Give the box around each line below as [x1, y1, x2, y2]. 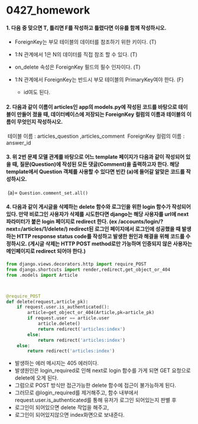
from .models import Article [6, 272, 78, 278]
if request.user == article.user [27, 315, 110, 321]
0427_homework [6, 4, 90, 17]
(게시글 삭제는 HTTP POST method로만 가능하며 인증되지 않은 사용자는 [28, 240, 193, 247]
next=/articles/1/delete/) [6, 225, 68, 232]
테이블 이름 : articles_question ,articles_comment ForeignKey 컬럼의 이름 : [7, 132, 185, 140]
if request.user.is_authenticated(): [17, 304, 110, 310]
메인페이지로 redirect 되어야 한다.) [6, 248, 86, 255]
